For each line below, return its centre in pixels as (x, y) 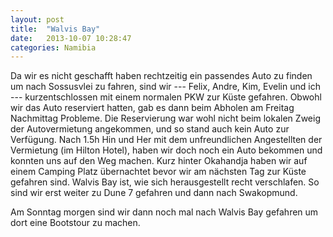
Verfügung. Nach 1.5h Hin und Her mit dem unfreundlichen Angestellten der (166, 140)
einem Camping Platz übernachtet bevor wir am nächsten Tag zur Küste (158, 172)
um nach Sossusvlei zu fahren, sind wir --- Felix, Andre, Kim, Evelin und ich (165, 87)
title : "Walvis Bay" (55, 29)
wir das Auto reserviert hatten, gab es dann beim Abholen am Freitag (152, 108)
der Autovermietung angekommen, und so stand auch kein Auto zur (150, 129)
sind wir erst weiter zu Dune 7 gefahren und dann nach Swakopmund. (154, 193)
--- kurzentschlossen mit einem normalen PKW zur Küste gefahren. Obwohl (166, 97)
